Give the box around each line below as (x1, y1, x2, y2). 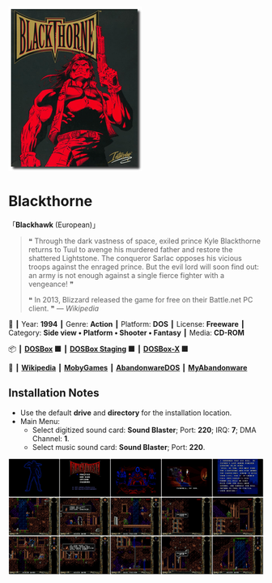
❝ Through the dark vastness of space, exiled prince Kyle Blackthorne (28, 236, 261, 246)
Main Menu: (19, 416, 61, 426)
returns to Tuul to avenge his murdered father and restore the (28, 244, 233, 254)
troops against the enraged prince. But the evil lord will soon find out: (28, 262, 259, 272)
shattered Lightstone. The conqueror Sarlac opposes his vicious (28, 253, 243, 263)
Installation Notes (8, 386, 100, 400)
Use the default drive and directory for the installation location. (19, 408, 232, 418)
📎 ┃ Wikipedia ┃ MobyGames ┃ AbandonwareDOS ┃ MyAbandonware (8, 362, 248, 372)
